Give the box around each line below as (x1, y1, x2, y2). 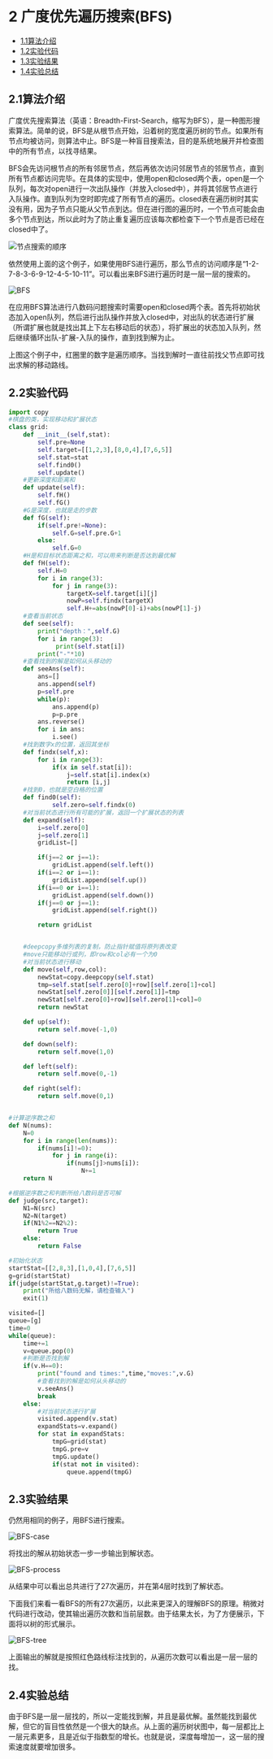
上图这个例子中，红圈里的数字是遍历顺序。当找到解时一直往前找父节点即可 (8, 350, 258, 359)
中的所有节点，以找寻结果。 (8, 145, 102, 155)
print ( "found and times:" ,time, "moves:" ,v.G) (37, 1370, 195, 1378)
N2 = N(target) (23, 1212, 67, 1220)
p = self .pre (37, 688, 75, 696)
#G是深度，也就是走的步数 (23, 506, 97, 515)
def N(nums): (8, 1121, 53, 1130)
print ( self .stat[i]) (55, 642, 126, 650)
